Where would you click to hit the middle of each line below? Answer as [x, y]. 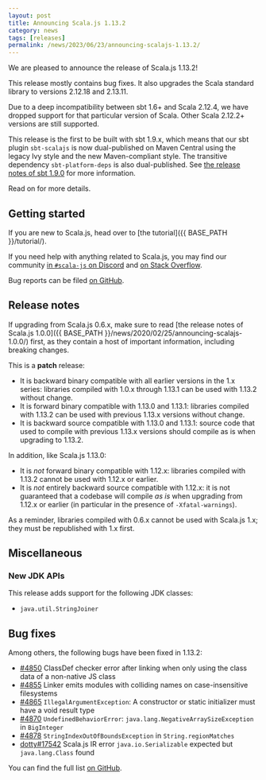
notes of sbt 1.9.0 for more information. [72, 173]
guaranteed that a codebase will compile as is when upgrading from [131, 496]
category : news [33, 30]
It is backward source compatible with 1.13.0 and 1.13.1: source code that [137, 423]
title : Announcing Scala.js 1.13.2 [67, 23]
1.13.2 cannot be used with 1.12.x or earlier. [89, 479]
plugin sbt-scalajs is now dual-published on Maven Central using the [122, 148]
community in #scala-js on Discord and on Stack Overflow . [105, 265]
